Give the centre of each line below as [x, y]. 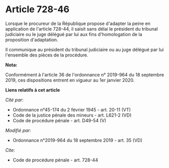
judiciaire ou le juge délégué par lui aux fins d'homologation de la [74, 34]
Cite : [10, 150]
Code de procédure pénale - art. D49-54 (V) [59, 120]
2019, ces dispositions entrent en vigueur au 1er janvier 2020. [70, 80]
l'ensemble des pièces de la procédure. [47, 55]
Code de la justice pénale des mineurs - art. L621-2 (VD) [72, 115]
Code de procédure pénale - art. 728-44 [55, 160]
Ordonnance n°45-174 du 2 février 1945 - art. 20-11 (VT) [72, 109]
